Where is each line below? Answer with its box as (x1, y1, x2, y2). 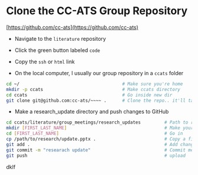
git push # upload (6, 153, 186, 158)
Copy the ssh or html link (14, 58, 75, 65)
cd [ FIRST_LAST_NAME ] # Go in (6, 131, 183, 137)
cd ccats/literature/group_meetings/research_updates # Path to (6, 119, 189, 125)
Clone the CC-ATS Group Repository (6, 4, 188, 18)
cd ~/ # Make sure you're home (6, 81, 183, 87)
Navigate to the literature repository (14, 35, 106, 42)
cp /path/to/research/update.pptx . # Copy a (6, 136, 186, 142)
